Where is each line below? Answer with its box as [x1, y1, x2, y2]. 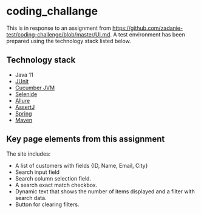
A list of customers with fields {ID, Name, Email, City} [15, 162, 148, 169]
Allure [15, 97, 30, 104]
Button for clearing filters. [15, 201, 80, 208]
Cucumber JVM [15, 84, 55, 91]
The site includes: [6, 150, 51, 157]
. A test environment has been [110, 30, 185, 38]
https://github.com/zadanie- [112, 24, 183, 32]
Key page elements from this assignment [6, 134, 165, 144]
